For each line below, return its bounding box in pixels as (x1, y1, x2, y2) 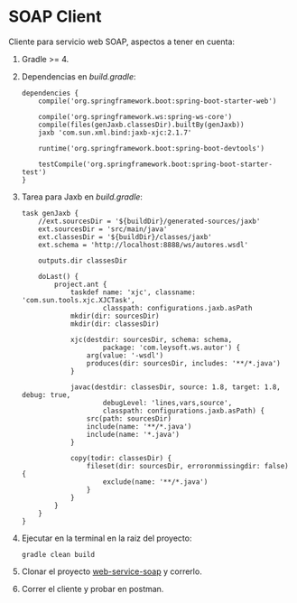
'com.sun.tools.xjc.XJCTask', (21, 295, 136, 304)
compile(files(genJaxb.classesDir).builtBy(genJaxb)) (38, 120, 245, 129)
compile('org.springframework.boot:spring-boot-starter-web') (38, 97, 277, 106)
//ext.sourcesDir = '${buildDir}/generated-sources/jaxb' (38, 217, 261, 226)
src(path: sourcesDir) (86, 413, 172, 423)
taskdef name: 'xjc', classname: (70, 287, 196, 297)
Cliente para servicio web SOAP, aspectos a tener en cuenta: (8, 36, 236, 47)
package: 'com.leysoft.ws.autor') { (102, 343, 241, 352)
